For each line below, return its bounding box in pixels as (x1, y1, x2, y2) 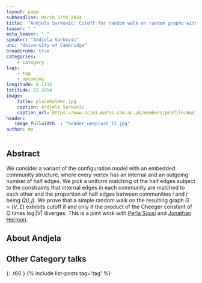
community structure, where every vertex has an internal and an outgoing (6, 171, 188, 178)
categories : (6, 54, 36, 60)
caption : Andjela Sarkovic (17, 104, 85, 110)
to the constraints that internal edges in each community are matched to (6, 184, 185, 191)
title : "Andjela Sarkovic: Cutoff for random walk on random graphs (6, 20, 185, 26)
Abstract (6, 149, 40, 159)
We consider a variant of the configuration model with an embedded (6, 164, 176, 172)
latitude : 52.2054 (6, 87, 52, 93)
